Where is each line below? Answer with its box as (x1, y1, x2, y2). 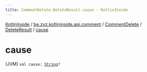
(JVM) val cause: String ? (5, 61, 61, 67)
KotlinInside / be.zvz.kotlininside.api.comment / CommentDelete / (5, 21, 142, 27)
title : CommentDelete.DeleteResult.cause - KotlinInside (5, 7, 128, 13)
